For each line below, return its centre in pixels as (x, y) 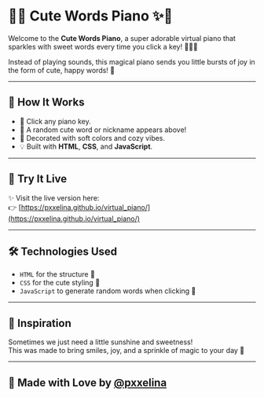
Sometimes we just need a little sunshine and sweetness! (101, 342)
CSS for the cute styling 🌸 (60, 283)
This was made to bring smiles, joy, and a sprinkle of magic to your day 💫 (126, 351)
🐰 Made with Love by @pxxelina (88, 382)
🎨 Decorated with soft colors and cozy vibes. (92, 138)
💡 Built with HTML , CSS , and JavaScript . (86, 146)
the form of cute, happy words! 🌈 (62, 70)
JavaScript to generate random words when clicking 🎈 (108, 291)
